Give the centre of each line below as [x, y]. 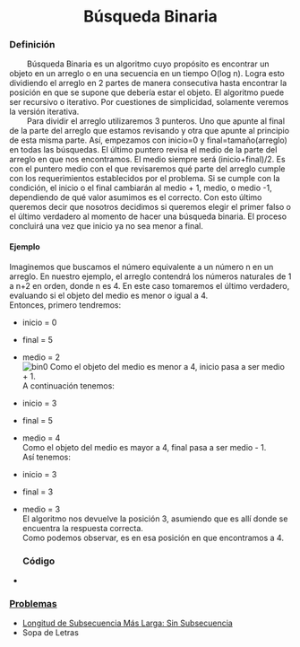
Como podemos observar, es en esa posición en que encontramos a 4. [153, 538]
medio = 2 [41, 357]
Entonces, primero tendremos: [65, 305]
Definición [32, 45]
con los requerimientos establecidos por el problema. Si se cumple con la [145, 179]
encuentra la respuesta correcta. [82, 528]
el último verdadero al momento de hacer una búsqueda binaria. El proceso [148, 216]
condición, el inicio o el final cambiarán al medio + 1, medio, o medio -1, [141, 188]
